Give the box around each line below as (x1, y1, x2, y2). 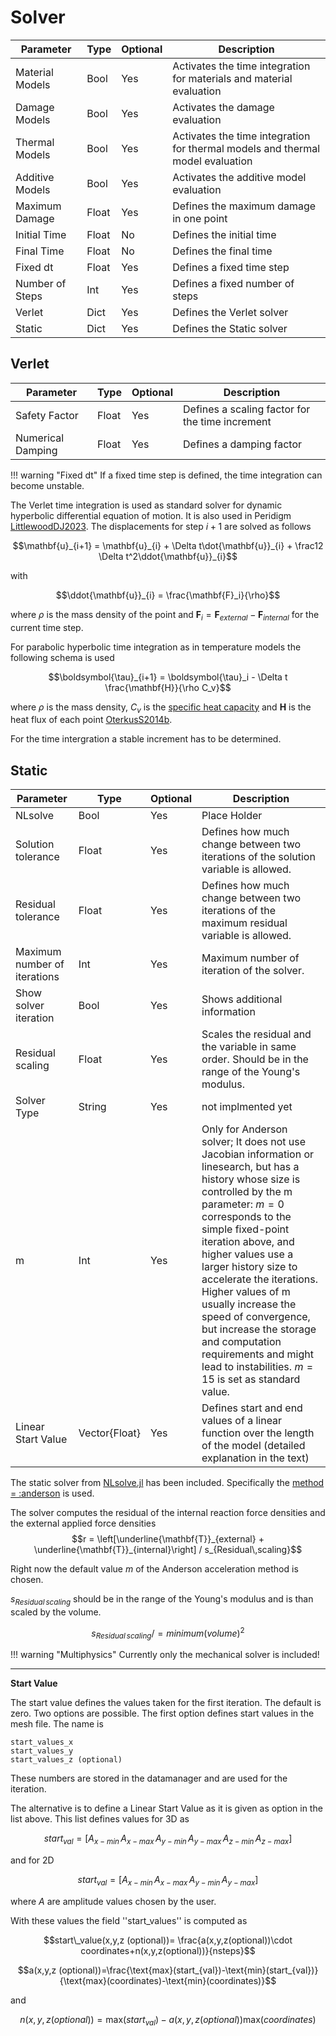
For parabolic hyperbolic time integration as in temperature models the (10, 641, 302, 653)
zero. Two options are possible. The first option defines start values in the (10, 1707, 315, 1720)
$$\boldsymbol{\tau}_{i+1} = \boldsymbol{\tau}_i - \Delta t (48, 671, 288, 683)
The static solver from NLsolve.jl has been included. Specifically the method (10, 1477, 325, 1489)
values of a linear (201, 1414, 283, 1428)
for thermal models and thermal (172, 141, 321, 155)
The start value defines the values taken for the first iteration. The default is (10, 1697, 322, 1709)
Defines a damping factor (183, 437, 302, 451)
